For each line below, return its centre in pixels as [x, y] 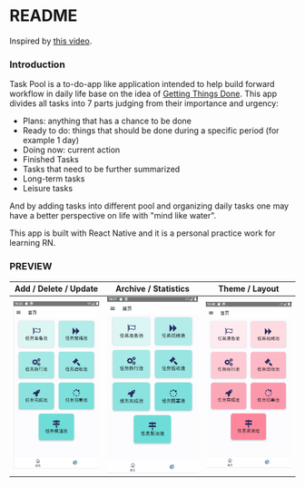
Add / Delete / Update [56, 289]
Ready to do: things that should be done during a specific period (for [151, 131]
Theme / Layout [249, 289]
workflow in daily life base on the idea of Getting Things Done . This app [143, 94]
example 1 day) [51, 141]
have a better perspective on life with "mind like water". [113, 216]
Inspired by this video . [51, 41]
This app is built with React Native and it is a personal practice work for [143, 233]
